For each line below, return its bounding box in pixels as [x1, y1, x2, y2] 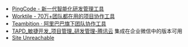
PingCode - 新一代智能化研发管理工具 [11, 5, 104, 12]
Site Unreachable [11, 35, 55, 41]
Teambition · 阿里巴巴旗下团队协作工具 [11, 20, 106, 27]
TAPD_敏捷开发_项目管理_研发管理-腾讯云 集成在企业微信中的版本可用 [11, 27, 183, 35]
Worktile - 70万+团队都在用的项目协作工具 [11, 12, 115, 20]
